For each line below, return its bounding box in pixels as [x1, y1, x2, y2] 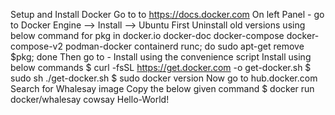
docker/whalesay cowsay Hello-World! [10, 94, 170, 105]
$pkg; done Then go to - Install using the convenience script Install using [10, 51, 312, 63]
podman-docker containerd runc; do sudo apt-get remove [64, 40, 305, 52]
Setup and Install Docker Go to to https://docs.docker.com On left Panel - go [10, 9, 325, 20]
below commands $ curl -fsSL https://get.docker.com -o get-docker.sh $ [10, 62, 312, 73]
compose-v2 [10, 40, 64, 52]
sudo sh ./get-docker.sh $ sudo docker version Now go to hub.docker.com [10, 72, 318, 84]
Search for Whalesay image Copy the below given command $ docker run [10, 83, 315, 94]
